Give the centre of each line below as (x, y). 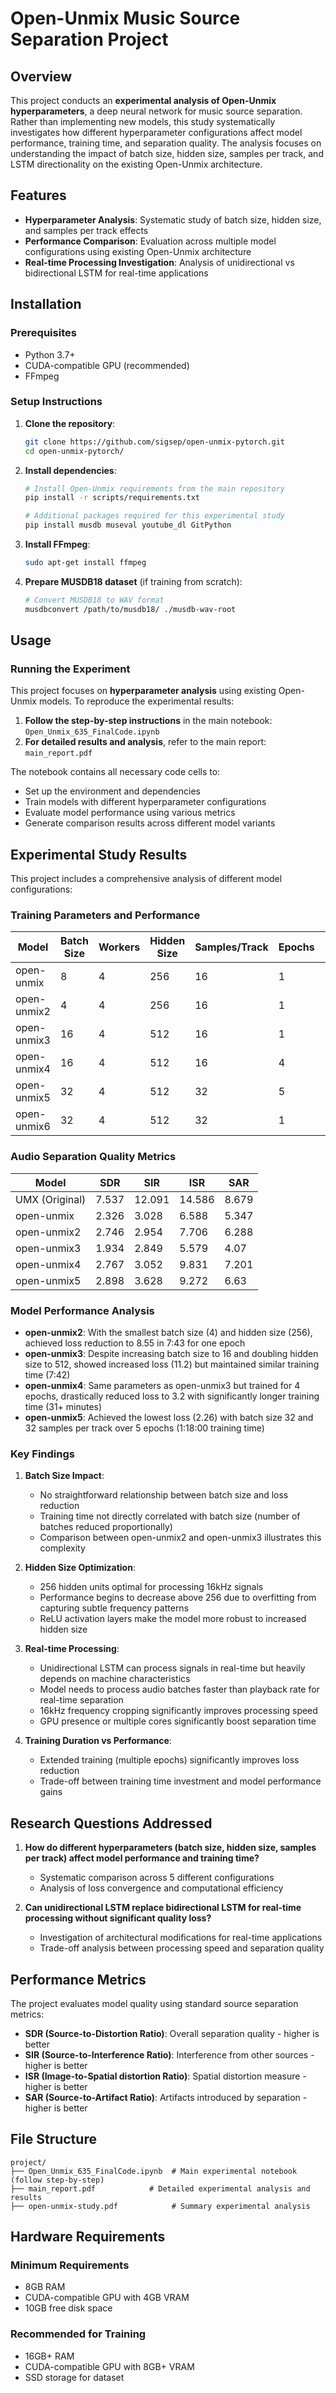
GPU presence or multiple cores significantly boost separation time (178, 1721)
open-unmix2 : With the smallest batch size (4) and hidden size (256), (168, 1333)
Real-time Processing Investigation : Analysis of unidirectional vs (159, 262)
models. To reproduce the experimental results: (136, 701)
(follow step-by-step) (57, 2180)
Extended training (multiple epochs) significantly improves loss (169, 1760)
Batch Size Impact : (64, 1476)
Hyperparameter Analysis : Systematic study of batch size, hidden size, (173, 219)
